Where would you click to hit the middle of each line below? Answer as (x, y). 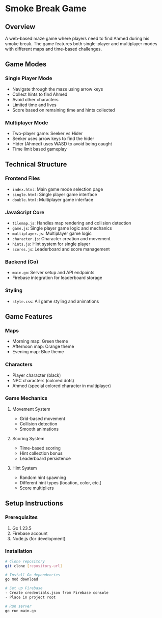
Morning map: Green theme (40, 341)
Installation (19, 551)
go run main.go (21, 611)
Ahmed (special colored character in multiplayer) (62, 386)
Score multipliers (37, 488)
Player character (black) (37, 375)
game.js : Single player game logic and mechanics (62, 228)
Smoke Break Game (46, 9)
